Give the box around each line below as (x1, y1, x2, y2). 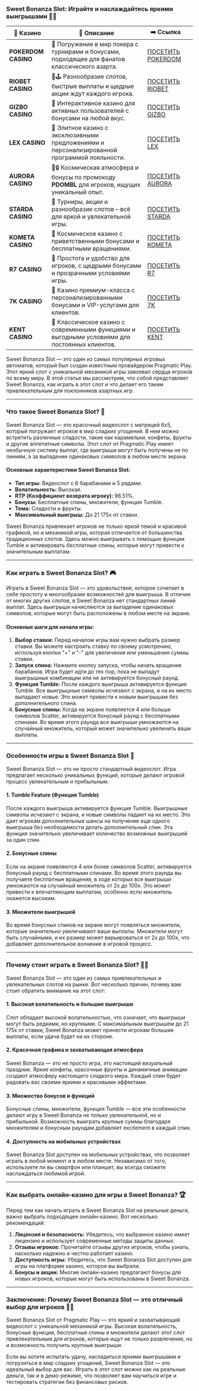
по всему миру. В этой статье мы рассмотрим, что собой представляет (6, 374, 188, 382)
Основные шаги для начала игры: (6, 623, 94, 630)
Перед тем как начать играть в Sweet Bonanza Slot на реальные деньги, (6, 1206, 190, 1214)
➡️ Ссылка (150, 28, 181, 36)
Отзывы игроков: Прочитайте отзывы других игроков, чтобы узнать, (14, 1243, 190, 1250)
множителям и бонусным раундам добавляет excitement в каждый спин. (6, 1124, 191, 1131)
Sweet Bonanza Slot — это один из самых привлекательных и (6, 974, 162, 981)
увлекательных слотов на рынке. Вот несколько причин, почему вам (6, 980, 182, 988)
